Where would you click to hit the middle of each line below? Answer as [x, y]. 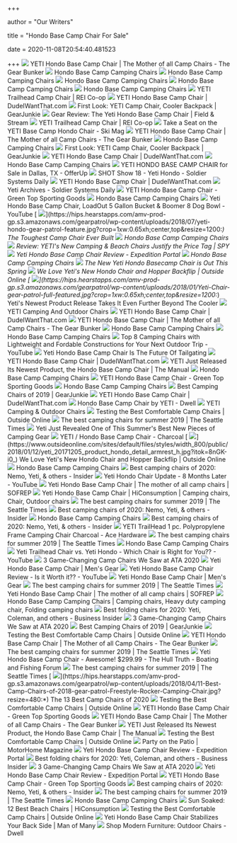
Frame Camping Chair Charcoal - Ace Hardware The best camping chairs [118, 535]
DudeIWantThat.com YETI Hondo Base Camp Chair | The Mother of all [114, 320]
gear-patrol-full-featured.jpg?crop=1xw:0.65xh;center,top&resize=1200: [112, 295]
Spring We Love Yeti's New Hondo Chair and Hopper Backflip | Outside [116, 271]
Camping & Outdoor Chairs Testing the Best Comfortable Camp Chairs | [116, 412]
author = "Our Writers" [40, 22]
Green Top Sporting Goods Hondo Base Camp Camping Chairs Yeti [114, 198]
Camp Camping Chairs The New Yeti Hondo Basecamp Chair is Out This [118, 263]
